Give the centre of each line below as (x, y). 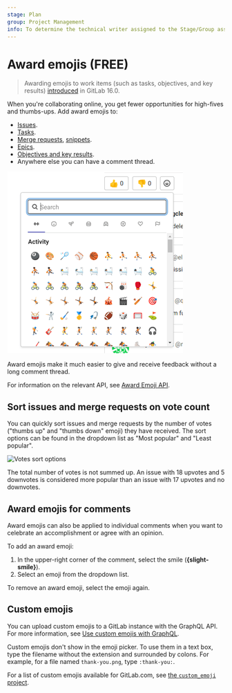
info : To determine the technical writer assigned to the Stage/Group (111, 29)
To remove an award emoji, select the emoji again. (79, 587)
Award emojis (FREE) (68, 64)
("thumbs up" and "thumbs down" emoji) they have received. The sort (107, 431)
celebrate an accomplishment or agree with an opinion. (86, 533)
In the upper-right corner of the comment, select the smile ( (102, 560)
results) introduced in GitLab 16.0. (72, 91)
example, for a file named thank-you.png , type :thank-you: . (91, 661)
